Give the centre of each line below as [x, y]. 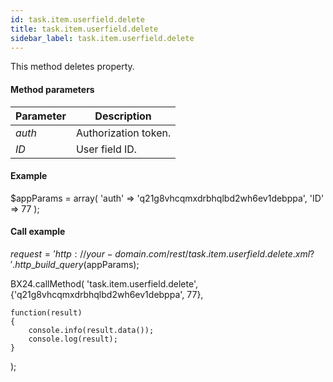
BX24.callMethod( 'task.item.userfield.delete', [104, 283]
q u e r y [71, 264]
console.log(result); [73, 339]
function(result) [46, 312]
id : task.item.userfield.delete [77, 19]
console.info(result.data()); [91, 330]
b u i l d [45, 264]
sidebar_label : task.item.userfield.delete [102, 38]
